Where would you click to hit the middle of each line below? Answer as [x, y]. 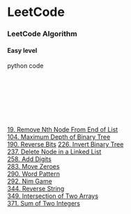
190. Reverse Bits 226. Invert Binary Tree [65, 145]
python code [25, 66]
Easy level [22, 50]
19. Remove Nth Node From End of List [63, 130]
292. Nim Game [30, 181]
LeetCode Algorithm [43, 34]
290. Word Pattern [34, 174]
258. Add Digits [30, 159]
